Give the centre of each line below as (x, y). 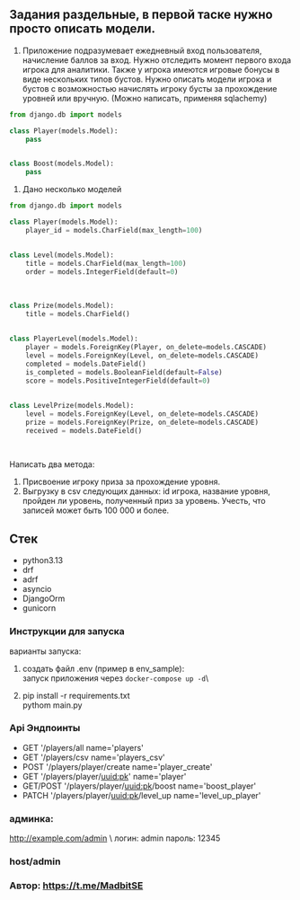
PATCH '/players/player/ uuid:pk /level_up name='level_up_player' (141, 795)
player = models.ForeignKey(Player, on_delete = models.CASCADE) (146, 348)
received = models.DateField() (84, 430)
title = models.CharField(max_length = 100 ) (106, 264)
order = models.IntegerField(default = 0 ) (102, 272)
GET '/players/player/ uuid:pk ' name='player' (104, 776)
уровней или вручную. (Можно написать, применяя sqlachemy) (145, 98)
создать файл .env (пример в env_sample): (103, 668)
